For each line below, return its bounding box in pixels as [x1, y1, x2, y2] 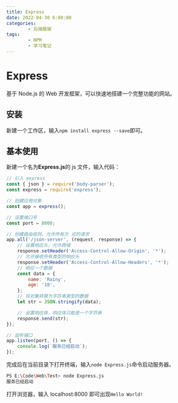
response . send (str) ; [17, 315, 69, 322]
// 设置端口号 [6, 214, 38, 221]
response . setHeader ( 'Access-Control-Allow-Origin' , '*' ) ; [17, 248, 166, 254]
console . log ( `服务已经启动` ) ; [17, 343, 88, 350]
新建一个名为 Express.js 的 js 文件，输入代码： [6, 164, 120, 171]
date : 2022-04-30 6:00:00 [6, 15, 71, 21]
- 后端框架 [28, 26, 52, 32]
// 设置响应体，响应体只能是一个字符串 [17, 309, 102, 316]
